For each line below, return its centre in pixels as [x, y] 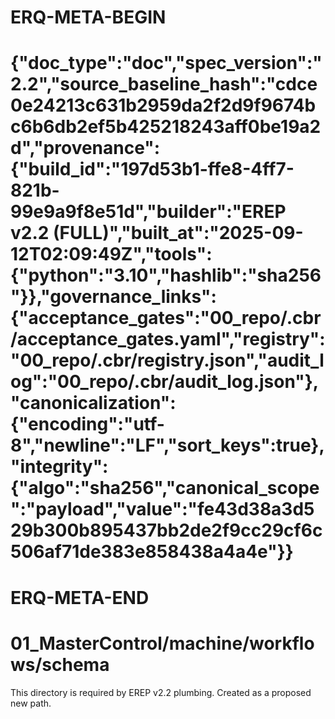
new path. [31, 703]
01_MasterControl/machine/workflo [162, 643]
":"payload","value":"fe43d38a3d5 [162, 509]
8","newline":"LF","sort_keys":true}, [167, 445]
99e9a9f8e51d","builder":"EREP [148, 212]
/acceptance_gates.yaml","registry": [168, 339]
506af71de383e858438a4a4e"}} [152, 552]
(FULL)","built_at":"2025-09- [178, 233]
